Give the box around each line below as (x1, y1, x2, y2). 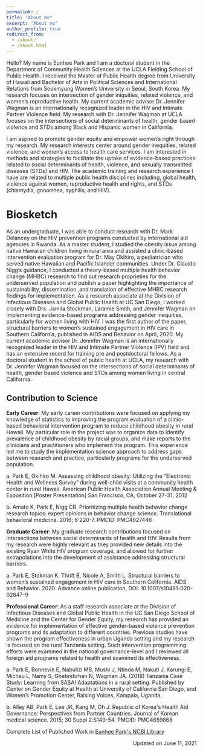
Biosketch (6, 208, 58, 221)
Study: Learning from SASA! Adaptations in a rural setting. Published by (6, 679, 184, 686)
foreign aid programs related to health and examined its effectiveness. (6, 654, 181, 661)
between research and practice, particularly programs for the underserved (6, 454, 192, 461)
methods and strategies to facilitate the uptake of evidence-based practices (6, 154, 196, 161)
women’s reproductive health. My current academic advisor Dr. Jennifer (6, 97, 185, 105)
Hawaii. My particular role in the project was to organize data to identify (6, 428, 184, 435)
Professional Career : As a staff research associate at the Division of (6, 602, 176, 610)
